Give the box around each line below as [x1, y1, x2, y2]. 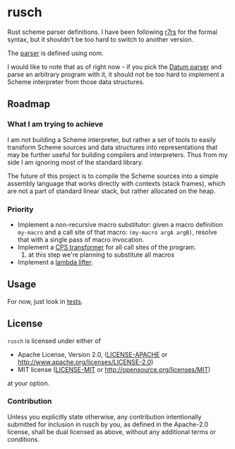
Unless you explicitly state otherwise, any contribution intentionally [7, 412, 202, 421]
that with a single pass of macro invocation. [17, 235, 145, 244]
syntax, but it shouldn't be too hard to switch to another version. [7, 35, 194, 43]
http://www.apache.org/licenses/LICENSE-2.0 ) [17, 358, 154, 366]
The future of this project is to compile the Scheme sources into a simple [7, 171, 219, 180]
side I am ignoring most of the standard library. [7, 158, 143, 166]
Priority [7, 204, 34, 214]
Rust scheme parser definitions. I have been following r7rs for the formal [7, 28, 217, 36]
